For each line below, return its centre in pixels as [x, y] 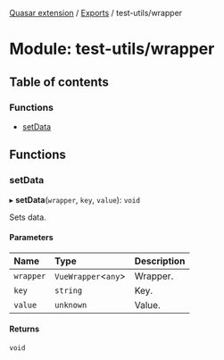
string [69, 290]
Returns [25, 329]
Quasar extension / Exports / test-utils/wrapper [96, 13]
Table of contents [59, 82]
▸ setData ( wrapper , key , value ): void [75, 199]
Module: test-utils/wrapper [112, 49]
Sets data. [28, 217]
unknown [71, 305]
